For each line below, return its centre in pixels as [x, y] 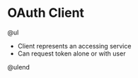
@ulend [19, 67]
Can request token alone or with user [71, 53]
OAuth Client [46, 13]
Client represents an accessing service [74, 46]
